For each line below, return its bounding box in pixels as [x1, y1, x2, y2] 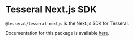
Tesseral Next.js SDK [5, 4, 97, 15]
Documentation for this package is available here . [5, 30, 110, 36]
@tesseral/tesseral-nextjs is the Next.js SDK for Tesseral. [5, 20, 129, 26]
